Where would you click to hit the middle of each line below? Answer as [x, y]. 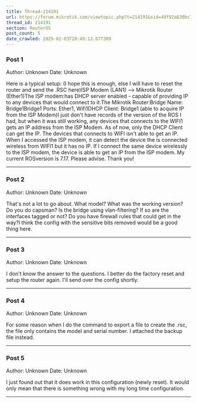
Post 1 [15, 59]
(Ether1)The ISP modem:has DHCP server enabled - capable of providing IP [97, 96]
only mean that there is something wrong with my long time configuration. [95, 388]
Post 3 [16, 249]
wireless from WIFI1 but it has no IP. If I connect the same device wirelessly [97, 146]
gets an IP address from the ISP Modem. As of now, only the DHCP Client [94, 128]
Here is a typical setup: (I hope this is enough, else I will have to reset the [94, 84]
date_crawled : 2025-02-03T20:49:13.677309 [59, 39]
